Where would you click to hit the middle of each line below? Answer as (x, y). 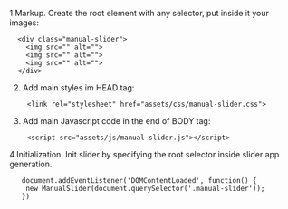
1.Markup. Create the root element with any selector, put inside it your (139, 13)
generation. (31, 164)
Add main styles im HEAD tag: (78, 88)
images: (24, 23)
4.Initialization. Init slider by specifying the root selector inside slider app (144, 154)
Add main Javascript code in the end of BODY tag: (116, 121)
